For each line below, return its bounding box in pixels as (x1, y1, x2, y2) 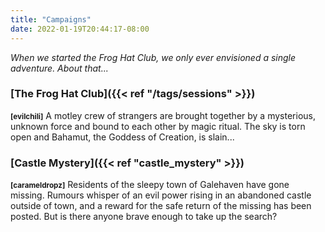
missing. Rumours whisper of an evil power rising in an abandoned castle (10, 189, 312, 201)
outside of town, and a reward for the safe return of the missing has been (10, 200, 312, 212)
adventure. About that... (10, 62, 109, 74)
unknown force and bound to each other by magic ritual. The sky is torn (10, 120, 306, 132)
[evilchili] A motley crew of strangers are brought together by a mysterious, (10, 109, 316, 121)
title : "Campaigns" (10, 14, 92, 25)
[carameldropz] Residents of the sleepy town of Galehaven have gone (10, 179, 290, 191)
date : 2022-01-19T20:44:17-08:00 (10, 24, 150, 34)
